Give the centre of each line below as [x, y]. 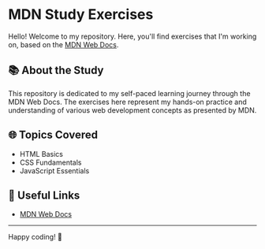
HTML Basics [41, 154]
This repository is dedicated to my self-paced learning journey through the [129, 93]
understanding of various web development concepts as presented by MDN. [132, 110]
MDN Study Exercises [81, 15]
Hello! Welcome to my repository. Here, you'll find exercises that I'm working [132, 36]
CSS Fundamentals [50, 162]
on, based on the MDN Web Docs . [63, 44]
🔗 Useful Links [44, 195]
